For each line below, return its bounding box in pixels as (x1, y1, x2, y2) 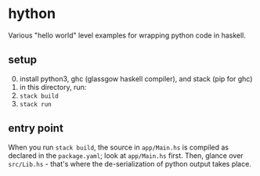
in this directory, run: (19, 82, 87, 92)
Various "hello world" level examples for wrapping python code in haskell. (8, 31, 247, 40)
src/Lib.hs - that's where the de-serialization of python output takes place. (8, 159, 252, 168)
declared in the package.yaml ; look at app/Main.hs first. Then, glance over (8, 150, 244, 160)
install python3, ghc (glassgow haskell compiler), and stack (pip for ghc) (19, 74, 253, 83)
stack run (19, 100, 52, 108)
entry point (8, 122, 64, 135)
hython (8, 5, 56, 23)
